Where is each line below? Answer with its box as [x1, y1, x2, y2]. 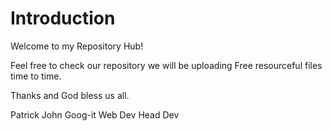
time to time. [10, 70, 62, 82]
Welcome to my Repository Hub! [10, 40, 144, 52]
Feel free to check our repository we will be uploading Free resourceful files [10, 59, 323, 71]
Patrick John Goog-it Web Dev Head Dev [10, 108, 180, 121]
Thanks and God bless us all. [10, 89, 130, 101]
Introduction [10, 7, 116, 30]
